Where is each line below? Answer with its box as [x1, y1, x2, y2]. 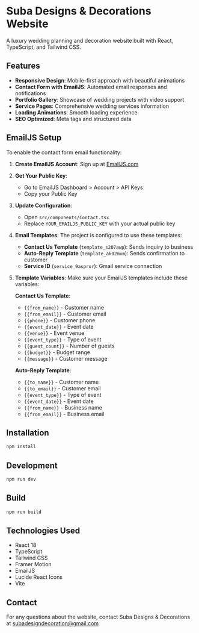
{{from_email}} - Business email [23, 410, 105, 417]
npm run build [6, 509, 42, 515]
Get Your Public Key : [14, 172, 67, 179]
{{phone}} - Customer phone [23, 316, 96, 323]
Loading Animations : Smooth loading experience [14, 108, 138, 116]
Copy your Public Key [23, 190, 78, 197]
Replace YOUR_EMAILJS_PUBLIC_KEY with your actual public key [23, 220, 176, 227]
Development [6, 460, 58, 470]
